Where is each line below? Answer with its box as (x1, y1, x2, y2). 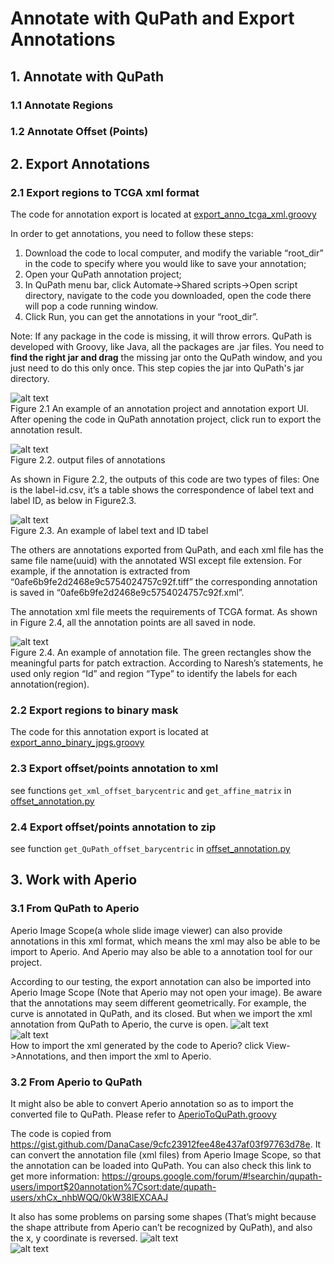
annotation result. (10, 424, 83, 436)
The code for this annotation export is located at (10, 726, 209, 738)
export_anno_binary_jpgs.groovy (10, 737, 145, 749)
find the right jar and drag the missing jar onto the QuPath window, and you (10, 352, 323, 364)
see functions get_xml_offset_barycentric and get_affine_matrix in (10, 784, 292, 796)
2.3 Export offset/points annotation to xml (10, 762, 219, 776)
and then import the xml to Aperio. (70, 1050, 212, 1062)
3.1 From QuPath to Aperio (10, 902, 140, 916)
